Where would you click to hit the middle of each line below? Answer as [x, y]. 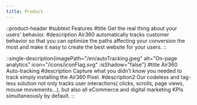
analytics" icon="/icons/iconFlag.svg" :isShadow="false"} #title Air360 [92, 65]
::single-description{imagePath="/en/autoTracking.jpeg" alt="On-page [92, 58]
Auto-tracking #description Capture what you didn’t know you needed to [94, 70]
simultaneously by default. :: [40, 96]
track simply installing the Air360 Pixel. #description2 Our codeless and [93, 77]
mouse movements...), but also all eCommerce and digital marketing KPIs [95, 89]
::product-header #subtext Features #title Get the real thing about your [92, 28]
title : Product [25, 11]
